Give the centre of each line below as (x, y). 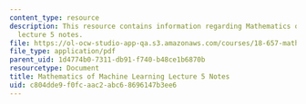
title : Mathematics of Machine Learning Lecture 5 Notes (120, 77)
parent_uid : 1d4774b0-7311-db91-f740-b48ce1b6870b (107, 60)
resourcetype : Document (55, 69)
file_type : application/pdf (63, 52)
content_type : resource (55, 18)
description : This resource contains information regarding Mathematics (150, 26)
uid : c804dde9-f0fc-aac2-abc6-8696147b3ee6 (93, 85)
